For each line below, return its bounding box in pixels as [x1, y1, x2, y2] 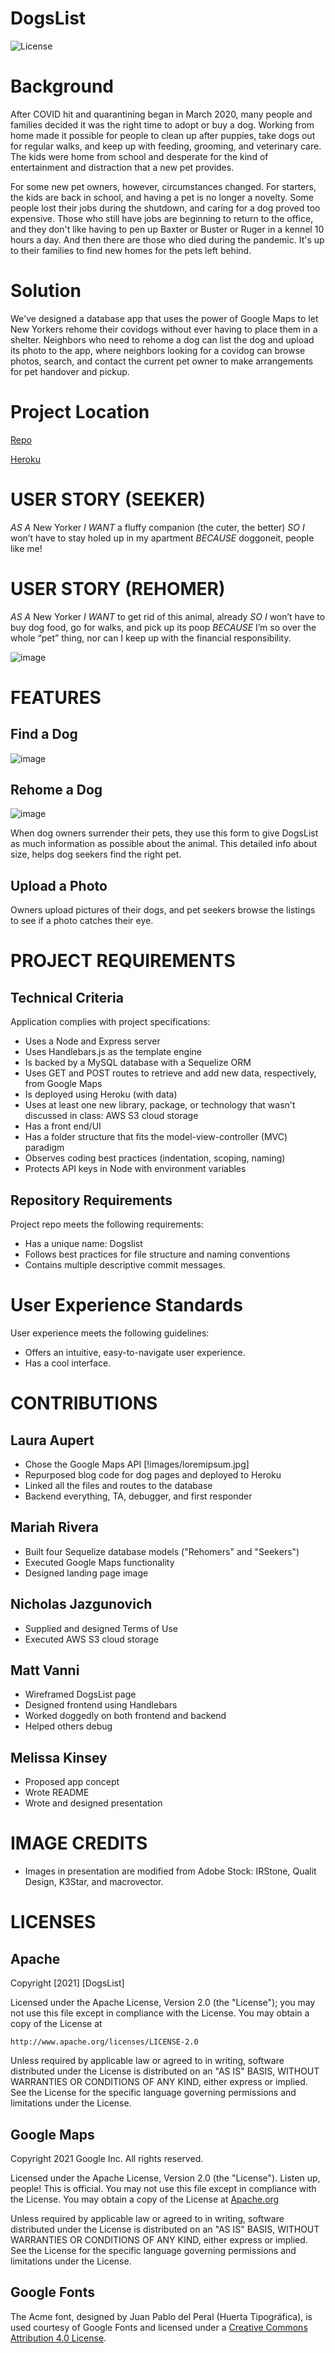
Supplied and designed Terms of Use [24, 1622, 179, 1634]
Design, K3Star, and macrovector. [24, 1876, 164, 1888]
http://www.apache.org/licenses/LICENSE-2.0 [10, 2037, 199, 2047]
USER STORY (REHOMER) [10, 577, 226, 600]
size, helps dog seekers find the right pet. [10, 848, 182, 861]
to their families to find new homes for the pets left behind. [10, 244, 252, 256]
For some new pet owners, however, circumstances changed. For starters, [10, 180, 317, 192]
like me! [10, 542, 43, 554]
